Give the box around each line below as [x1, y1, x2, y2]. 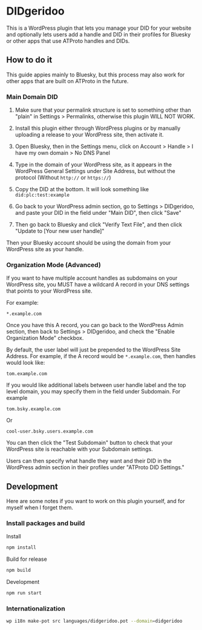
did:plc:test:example [15, 192, 70, 198]
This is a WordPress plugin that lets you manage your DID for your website [6, 24, 192, 32]
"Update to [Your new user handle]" [15, 228, 105, 235]
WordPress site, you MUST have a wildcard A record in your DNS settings [6, 281, 189, 288]
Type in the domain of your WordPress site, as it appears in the [15, 161, 172, 168]
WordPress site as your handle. [6, 246, 84, 253]
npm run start [6, 590, 42, 596]
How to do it [6, 55, 53, 65]
